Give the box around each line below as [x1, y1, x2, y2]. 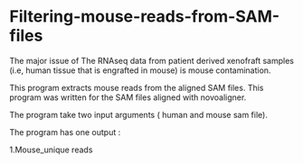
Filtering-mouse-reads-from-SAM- [9, 6, 280, 27]
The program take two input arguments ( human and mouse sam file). [9, 109, 269, 120]
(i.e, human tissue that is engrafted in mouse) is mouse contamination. [9, 65, 271, 76]
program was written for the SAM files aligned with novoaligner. [9, 92, 247, 103]
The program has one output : [9, 126, 121, 137]
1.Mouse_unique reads [9, 144, 93, 155]
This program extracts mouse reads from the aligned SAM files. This [9, 82, 264, 93]
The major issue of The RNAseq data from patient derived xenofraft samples [9, 55, 294, 66]
